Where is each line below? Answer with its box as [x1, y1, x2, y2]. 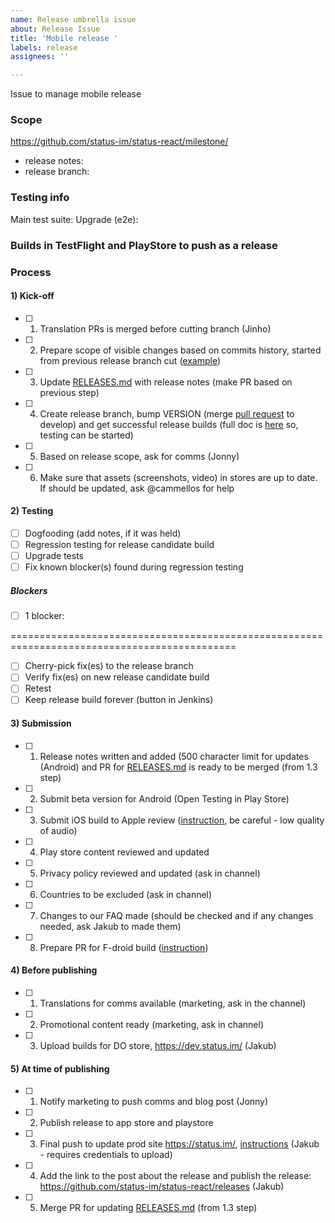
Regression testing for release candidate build [24, 539, 215, 551]
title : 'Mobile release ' [10, 33, 118, 43]
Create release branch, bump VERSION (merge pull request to [39, 407, 295, 420]
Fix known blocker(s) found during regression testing [24, 561, 244, 573]
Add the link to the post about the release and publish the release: [39, 1170, 312, 1182]
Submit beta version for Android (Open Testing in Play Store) [39, 792, 290, 805]
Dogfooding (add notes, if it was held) [24, 527, 182, 539]
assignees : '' [10, 52, 70, 62]
